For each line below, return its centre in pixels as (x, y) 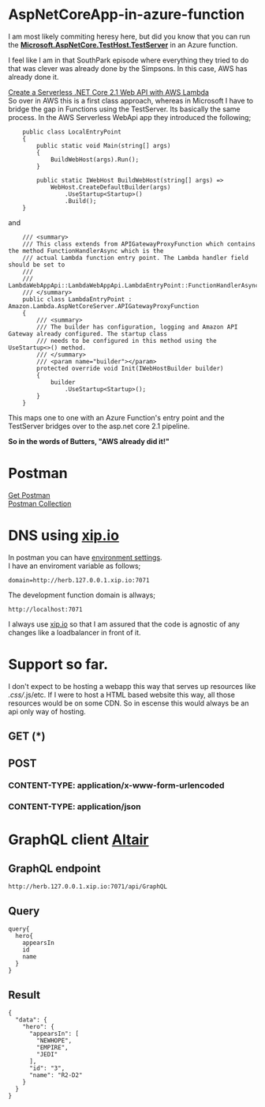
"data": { (31, 1020)
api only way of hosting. (47, 711)
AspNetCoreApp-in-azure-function (127, 15)
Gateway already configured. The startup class (88, 333)
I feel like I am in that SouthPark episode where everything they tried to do (129, 60)
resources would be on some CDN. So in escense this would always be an (129, 703)
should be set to (37, 265)
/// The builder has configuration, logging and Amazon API (137, 327)
